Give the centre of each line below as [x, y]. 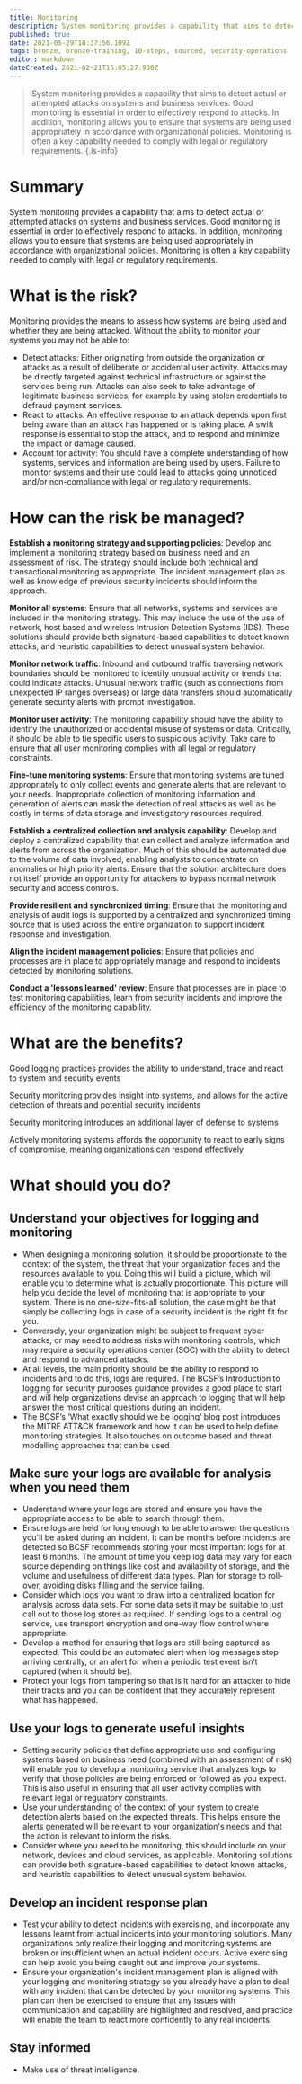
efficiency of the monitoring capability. [81, 1007]
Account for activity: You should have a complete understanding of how [155, 453]
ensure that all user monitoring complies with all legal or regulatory [133, 748]
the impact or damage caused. [79, 443]
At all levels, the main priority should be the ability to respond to [140, 1368]
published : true [40, 34]
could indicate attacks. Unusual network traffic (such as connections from [147, 682]
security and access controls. [64, 887]
